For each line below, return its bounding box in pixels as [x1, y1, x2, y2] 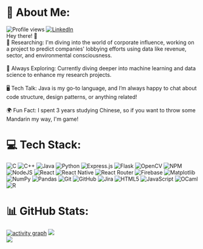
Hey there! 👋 [6, 32, 38, 39]
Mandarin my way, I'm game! [6, 115, 79, 123]
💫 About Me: [6, 5, 71, 20]
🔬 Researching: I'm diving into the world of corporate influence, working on [6, 38, 194, 46]
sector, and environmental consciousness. [6, 51, 112, 59]
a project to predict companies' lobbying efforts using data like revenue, [6, 45, 187, 52]
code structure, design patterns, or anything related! [6, 93, 138, 100]
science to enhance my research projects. [6, 71, 112, 78]
